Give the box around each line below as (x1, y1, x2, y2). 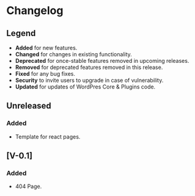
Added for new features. (15, 44, 78, 51)
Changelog (6, 4, 64, 18)
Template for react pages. (15, 132, 81, 140)
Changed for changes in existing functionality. (15, 51, 133, 58)
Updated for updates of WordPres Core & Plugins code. (15, 83, 156, 90)
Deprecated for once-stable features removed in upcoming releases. (15, 57, 189, 64)
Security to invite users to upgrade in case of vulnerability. (15, 77, 164, 84)
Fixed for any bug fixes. (15, 70, 75, 77)
